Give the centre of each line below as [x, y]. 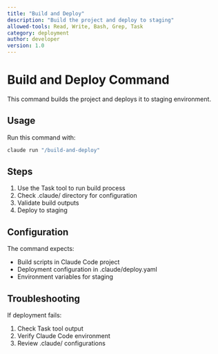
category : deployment [38, 33]
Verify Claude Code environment [63, 336]
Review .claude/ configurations [61, 344]
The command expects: [41, 249]
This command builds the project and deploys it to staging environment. [109, 99]
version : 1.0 [26, 46]
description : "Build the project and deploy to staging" [91, 20]
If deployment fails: [34, 315]
